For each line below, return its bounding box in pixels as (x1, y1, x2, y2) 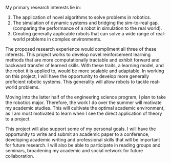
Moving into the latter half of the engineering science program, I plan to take (5, 94, 166, 100)
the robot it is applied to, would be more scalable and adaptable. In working (5, 68, 164, 74)
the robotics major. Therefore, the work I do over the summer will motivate (5, 99, 162, 106)
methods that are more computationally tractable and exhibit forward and (5, 57, 160, 63)
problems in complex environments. (26, 36, 101, 42)
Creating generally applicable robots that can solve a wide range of (12, 31, 155, 36)
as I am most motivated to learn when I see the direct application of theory (5, 110, 162, 116)
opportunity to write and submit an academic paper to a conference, (5, 131, 149, 137)
